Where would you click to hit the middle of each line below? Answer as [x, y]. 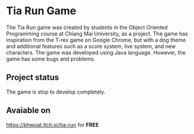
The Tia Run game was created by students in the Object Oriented [87, 27]
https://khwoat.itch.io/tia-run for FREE [53, 125]
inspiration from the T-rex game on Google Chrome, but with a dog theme [96, 40]
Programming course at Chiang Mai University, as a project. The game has [97, 33]
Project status [33, 77]
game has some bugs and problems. [51, 59]
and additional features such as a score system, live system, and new [91, 46]
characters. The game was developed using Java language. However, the [96, 52]
